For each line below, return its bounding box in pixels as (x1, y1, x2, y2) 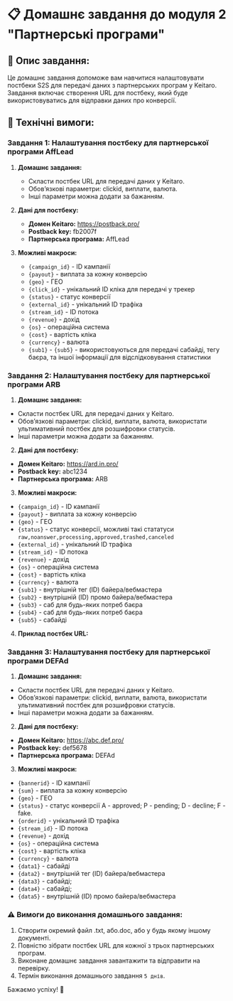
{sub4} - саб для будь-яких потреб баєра (17, 608, 143, 616)
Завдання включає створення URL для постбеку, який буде (7, 89, 188, 97)
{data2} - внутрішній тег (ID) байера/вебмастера (17, 869, 166, 878)
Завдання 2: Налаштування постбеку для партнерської (7, 370, 210, 380)
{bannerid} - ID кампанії (17, 778, 90, 787)
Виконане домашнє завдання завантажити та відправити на (17, 956, 200, 965)
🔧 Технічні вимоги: (7, 117, 94, 129)
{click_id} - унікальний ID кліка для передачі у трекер (28, 284, 195, 293)
